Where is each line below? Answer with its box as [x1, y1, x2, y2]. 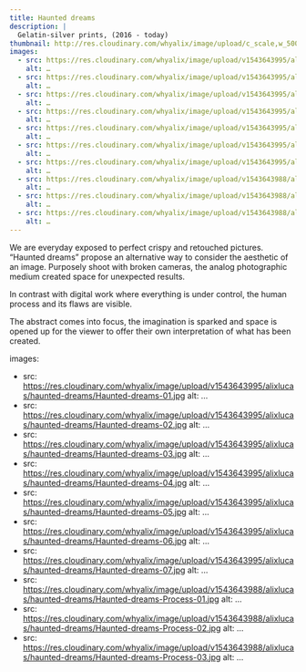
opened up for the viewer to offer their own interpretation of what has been [9, 326, 291, 336]
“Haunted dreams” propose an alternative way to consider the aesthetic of [9, 252, 289, 263]
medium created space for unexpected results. [9, 271, 185, 282]
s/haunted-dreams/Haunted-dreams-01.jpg [22, 389, 186, 401]
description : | [9, 22, 67, 31]
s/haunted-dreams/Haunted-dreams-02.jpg [22, 419, 188, 429]
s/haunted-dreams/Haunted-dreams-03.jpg [22, 448, 188, 459]
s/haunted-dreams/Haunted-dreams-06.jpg [22, 535, 187, 546]
